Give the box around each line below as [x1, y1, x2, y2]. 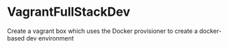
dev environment [26, 34, 74, 42]
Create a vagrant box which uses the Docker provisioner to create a [7, 27, 199, 35]
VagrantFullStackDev [7, 4, 131, 20]
